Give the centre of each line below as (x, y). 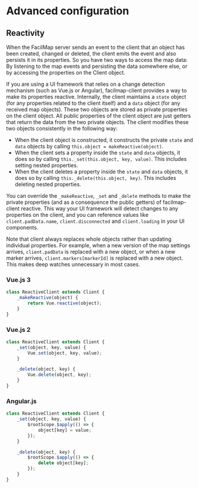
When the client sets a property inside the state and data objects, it (97, 153)
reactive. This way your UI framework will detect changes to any (99, 209)
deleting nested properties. (48, 184)
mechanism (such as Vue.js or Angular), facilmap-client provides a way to (97, 90)
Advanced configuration (68, 11)
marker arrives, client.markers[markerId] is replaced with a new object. (94, 258)
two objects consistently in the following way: (62, 128)
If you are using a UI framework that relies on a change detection (86, 84)
